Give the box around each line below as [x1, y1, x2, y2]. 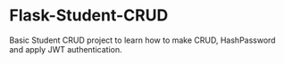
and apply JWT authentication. [9, 44, 122, 54]
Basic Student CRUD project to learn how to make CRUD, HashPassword [9, 35, 276, 45]
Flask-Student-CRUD [9, 5, 169, 26]
